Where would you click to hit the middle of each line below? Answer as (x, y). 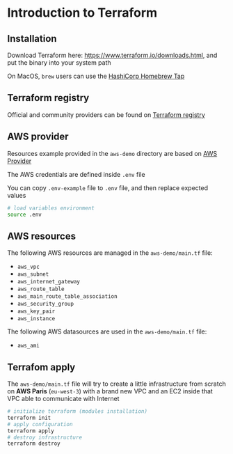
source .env (24, 214)
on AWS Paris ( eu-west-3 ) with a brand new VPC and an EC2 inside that (110, 391)
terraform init (29, 418)
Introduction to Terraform (82, 13)
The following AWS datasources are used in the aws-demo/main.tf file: (107, 331)
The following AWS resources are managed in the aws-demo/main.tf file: (110, 253)
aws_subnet (33, 274)
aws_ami (28, 346)
